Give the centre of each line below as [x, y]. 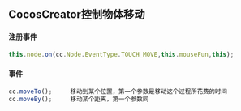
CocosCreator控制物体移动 [77, 15]
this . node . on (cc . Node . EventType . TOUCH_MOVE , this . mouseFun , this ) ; [121, 54]
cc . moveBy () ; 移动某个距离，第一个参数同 [79, 99]
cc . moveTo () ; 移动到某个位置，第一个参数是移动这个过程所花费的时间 [118, 92]
